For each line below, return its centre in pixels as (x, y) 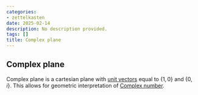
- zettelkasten (26, 18)
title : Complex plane (34, 40)
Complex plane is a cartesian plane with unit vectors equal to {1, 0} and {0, (100, 79)
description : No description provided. (57, 29)
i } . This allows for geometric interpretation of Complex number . (85, 85)
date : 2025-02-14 (28, 23)
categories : (21, 12)
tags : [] (17, 34)
